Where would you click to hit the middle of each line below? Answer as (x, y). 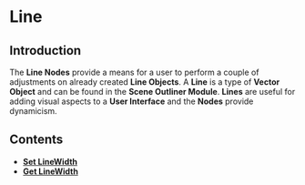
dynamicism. (33, 111)
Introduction (46, 51)
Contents (36, 140)
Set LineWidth (50, 161)
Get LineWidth (51, 171)
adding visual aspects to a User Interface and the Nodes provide (132, 101)
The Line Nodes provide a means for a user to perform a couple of (134, 72)
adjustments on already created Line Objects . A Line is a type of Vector (145, 82)
